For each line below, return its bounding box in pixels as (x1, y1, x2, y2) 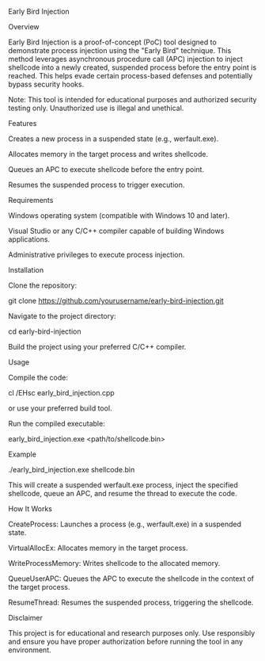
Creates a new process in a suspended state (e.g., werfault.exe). (8, 134, 219, 143)
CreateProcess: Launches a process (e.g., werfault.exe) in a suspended (8, 519, 241, 529)
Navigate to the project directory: (8, 311, 116, 320)
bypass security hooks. (8, 79, 85, 89)
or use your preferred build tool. (8, 403, 112, 413)
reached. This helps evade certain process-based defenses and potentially (8, 71, 253, 80)
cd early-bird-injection (8, 327, 81, 336)
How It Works (8, 504, 53, 514)
